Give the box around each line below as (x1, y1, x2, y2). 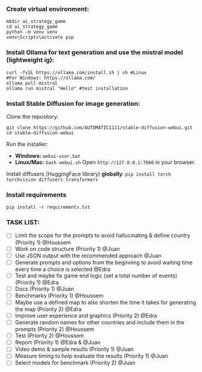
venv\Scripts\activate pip (6, 34, 74, 40)
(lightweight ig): (6, 56, 54, 65)
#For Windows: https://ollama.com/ (6, 75, 96, 81)
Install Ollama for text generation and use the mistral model (6, 48, 183, 57)
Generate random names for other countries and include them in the (14, 319, 185, 326)
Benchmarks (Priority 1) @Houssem (14, 292, 104, 299)
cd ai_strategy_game (6, 24, 58, 30)
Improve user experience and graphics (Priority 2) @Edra (14, 312, 157, 319)
